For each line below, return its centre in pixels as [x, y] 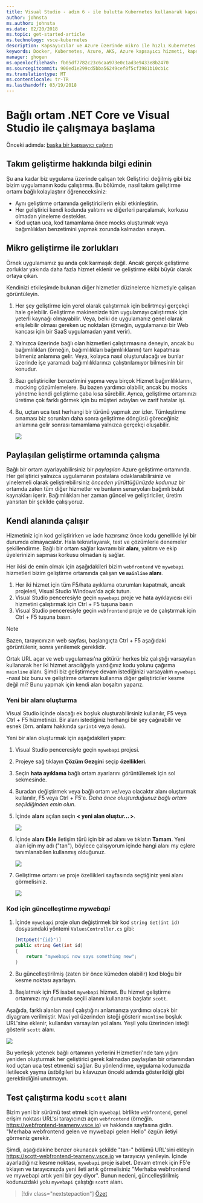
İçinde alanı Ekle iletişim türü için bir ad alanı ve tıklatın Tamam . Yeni [100, 839]
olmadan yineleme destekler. [51, 216]
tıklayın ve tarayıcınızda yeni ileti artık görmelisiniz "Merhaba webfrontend [98, 1169]
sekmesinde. [31, 780]
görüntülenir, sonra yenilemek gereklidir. [56, 647]
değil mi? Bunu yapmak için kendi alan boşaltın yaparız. [75, 685]
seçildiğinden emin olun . [45, 804]
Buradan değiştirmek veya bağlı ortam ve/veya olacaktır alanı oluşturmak [105, 792]
